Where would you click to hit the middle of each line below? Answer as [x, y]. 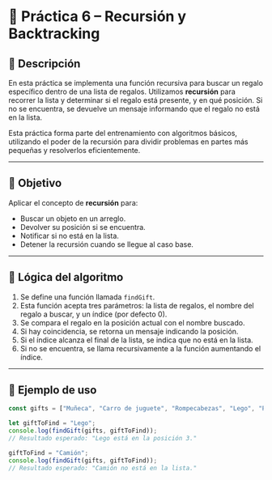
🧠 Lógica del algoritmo [66, 277]
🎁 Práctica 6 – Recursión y [98, 17]
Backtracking [54, 34]
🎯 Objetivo [35, 183]
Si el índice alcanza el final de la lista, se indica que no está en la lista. [136, 340]
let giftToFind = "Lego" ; [52, 423]
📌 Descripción [45, 64]
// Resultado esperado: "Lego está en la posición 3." [103, 439]
